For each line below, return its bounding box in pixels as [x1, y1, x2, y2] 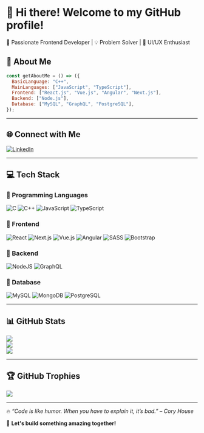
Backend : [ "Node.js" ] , [12, 96, 69, 102]
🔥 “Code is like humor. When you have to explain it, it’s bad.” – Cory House [6, 407, 194, 415]
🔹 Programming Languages [6, 191, 88, 199]
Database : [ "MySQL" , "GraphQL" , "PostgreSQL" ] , [12, 101, 135, 107]
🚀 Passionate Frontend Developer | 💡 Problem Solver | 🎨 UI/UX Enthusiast [6, 38, 190, 46]
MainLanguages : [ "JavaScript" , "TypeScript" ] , [12, 84, 132, 90]
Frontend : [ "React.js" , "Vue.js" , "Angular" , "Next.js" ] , [12, 90, 162, 96]
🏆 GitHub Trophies [6, 371, 81, 381]
